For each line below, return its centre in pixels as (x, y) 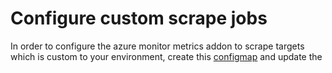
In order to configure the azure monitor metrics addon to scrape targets (157, 46)
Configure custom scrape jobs (139, 18)
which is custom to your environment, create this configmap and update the (166, 56)
